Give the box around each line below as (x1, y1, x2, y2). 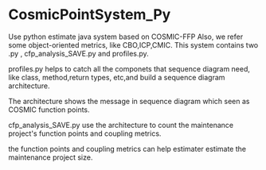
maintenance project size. (8, 153, 93, 162)
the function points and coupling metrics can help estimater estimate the (8, 144, 247, 153)
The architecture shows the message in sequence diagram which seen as (8, 96, 250, 106)
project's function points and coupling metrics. (8, 129, 162, 138)
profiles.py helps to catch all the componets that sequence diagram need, (8, 64, 251, 73)
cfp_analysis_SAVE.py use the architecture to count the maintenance (8, 120, 233, 129)
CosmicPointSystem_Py (8, 6, 171, 24)
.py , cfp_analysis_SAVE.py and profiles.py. (8, 48, 149, 58)
